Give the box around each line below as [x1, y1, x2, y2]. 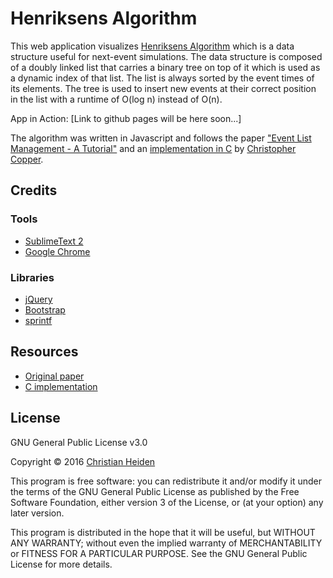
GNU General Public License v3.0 [10, 436, 148, 448]
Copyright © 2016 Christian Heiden [10, 455, 156, 467]
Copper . [10, 153, 44, 165]
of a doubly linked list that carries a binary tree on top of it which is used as [10, 61, 321, 73]
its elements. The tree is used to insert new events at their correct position [10, 82, 317, 94]
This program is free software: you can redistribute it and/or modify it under [10, 475, 322, 487]
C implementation [24, 380, 98, 392]
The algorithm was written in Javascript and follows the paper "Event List [10, 132, 312, 144]
